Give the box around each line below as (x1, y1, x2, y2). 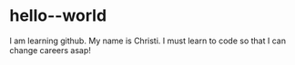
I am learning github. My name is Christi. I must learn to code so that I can (9, 35, 287, 46)
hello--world (9, 5, 107, 26)
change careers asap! (9, 44, 91, 55)
